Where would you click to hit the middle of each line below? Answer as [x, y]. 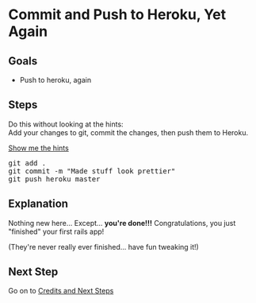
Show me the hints [38, 148]
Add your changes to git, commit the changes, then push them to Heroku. [128, 132]
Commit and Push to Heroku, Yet [117, 15]
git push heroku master [54, 179]
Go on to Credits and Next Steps [61, 291]
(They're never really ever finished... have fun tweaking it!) [104, 247]
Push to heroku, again [55, 80]
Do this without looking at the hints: [66, 124]
